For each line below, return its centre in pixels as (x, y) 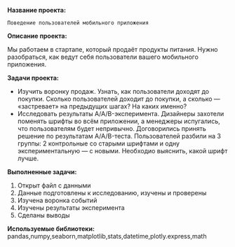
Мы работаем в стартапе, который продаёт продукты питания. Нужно (113, 49)
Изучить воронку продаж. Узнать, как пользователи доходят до (113, 91)
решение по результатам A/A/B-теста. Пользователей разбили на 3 (119, 136)
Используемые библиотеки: (51, 229)
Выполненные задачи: (42, 172)
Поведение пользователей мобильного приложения (78, 23)
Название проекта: (37, 10)
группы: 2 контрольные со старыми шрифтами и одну (99, 143)
